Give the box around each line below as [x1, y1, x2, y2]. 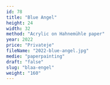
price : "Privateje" [6, 42, 55, 48]
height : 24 [6, 20, 33, 26]
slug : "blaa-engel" [6, 64, 55, 71]
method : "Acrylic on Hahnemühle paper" [6, 31, 105, 37]
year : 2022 [6, 37, 33, 42]
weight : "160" [6, 70, 42, 76]
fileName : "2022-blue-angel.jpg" [6, 48, 89, 54]
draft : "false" [6, 59, 44, 65]
